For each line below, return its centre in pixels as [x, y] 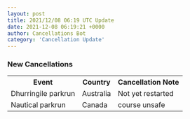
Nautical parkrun [38, 105]
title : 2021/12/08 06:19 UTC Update [61, 20]
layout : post [26, 14]
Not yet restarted [146, 94]
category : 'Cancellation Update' [56, 40]
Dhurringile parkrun [43, 94]
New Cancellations [40, 64]
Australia [96, 94]
